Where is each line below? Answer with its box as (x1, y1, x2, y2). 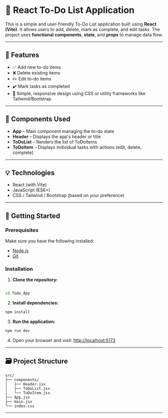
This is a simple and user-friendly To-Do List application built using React (5, 21, 156, 27)
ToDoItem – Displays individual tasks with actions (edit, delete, (12, 144, 142, 150)
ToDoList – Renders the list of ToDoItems (12, 138, 97, 144)
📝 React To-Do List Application (5, 4, 135, 16)
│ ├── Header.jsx (5, 381, 46, 386)
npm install (5, 309, 30, 314)
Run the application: (12, 318, 56, 324)
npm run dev (5, 328, 30, 333)
